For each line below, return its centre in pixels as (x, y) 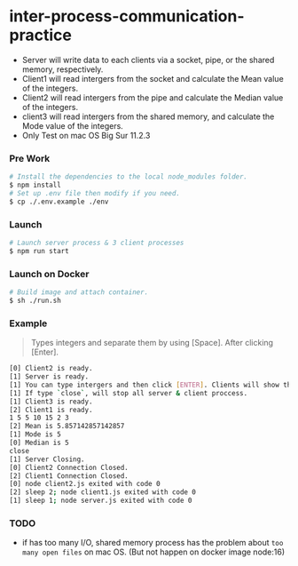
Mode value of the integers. (73, 125)
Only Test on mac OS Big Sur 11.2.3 (86, 135)
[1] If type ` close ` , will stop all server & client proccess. (129, 393)
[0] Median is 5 (39, 442)
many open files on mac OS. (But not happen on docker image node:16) (153, 552)
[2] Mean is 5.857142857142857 (67, 426)
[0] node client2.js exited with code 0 (85, 484)
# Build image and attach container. (79, 292)
